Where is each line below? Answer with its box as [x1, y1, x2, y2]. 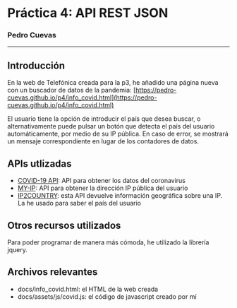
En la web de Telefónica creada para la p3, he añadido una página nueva [7, 78, 219, 87]
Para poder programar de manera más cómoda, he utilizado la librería [7, 238, 209, 247]
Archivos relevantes [7, 266, 98, 278]
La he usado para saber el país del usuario [17, 199, 141, 208]
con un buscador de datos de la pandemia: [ [7, 86, 136, 95]
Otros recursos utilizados [7, 219, 121, 231]
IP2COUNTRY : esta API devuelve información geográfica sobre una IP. [17, 191, 223, 200]
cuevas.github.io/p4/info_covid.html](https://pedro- [7, 93, 157, 102]
